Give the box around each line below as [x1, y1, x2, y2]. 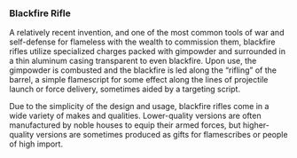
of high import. [9, 138, 64, 149]
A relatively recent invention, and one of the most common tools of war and [9, 28, 285, 38]
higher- [242, 120, 270, 130]
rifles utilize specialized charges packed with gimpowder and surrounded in [9, 46, 286, 57]
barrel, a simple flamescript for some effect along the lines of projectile [9, 75, 269, 85]
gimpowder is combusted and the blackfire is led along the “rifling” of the [9, 65, 277, 75]
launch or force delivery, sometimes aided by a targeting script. [9, 83, 241, 95]
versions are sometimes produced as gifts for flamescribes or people [35, 130, 288, 140]
